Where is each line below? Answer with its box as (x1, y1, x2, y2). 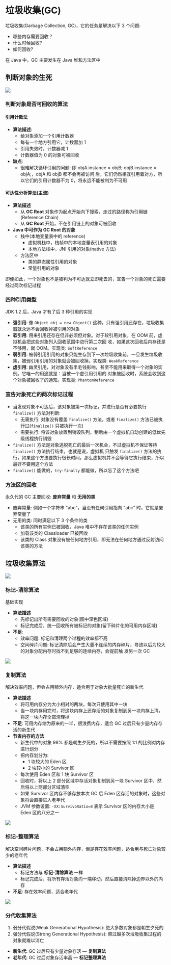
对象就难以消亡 (12, 937, 44, 943)
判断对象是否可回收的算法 (5, 100, 68, 108)
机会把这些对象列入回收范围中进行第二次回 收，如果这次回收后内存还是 (17, 338, 166, 345)
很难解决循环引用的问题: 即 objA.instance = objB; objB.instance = (20, 164, 157, 171)
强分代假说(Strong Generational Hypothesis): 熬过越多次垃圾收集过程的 (12, 931, 162, 937)
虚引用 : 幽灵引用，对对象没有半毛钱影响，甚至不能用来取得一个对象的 (12, 364, 158, 370)
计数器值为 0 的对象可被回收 (20, 151, 80, 158)
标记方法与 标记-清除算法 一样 (20, 869, 83, 875)
